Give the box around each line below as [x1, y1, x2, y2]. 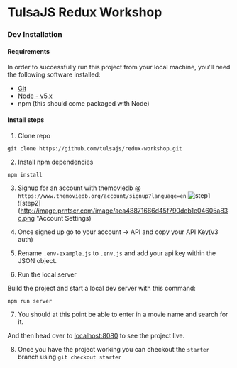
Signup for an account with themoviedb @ [17, 184, 141, 192]
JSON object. [17, 256, 57, 264]
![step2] [17, 199, 41, 207]
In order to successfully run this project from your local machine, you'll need [7, 63, 231, 72]
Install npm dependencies [17, 157, 94, 166]
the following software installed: [7, 70, 101, 79]
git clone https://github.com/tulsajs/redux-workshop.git [7, 145, 182, 152]
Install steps [7, 115, 45, 124]
